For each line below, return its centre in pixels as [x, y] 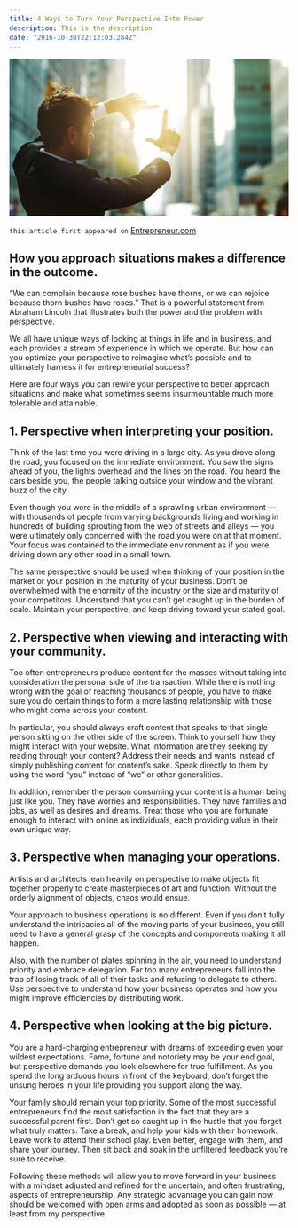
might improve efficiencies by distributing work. [96, 997]
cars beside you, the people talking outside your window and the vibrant [141, 481]
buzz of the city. [39, 490]
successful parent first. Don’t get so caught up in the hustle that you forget [145, 1121]
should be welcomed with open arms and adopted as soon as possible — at [148, 1204]
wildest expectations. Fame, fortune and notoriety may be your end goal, [142, 1057]
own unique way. [40, 830]
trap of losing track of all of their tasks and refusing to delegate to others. [143, 979]
